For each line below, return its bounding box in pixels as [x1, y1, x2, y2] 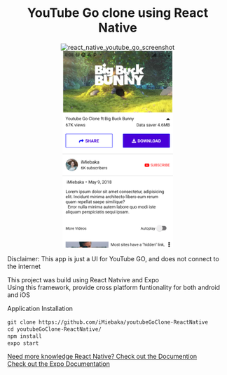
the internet [7, 262, 41, 270]
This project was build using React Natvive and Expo [7, 275, 160, 284]
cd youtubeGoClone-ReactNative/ [7, 325, 102, 333]
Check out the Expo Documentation [7, 360, 111, 368]
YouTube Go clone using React [27, 5, 209, 21]
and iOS [7, 290, 30, 299]
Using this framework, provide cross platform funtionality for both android [7, 283, 221, 291]
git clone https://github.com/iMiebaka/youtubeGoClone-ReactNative [7, 318, 209, 326]
